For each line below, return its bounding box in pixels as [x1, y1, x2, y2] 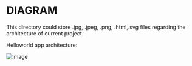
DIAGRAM [6, 4, 58, 17]
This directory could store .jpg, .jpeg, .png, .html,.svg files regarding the [6, 23, 187, 31]
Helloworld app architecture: [6, 41, 78, 49]
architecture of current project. [6, 29, 84, 37]
